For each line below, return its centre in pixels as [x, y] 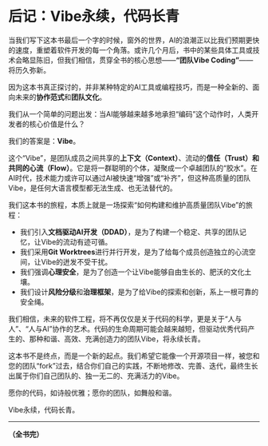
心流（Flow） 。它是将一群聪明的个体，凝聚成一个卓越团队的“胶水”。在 [143, 168]
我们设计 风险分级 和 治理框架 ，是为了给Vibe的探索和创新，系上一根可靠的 [139, 292]
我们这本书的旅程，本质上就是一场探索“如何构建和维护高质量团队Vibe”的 [127, 205]
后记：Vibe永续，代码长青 [94, 16]
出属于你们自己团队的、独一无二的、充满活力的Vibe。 [96, 376]
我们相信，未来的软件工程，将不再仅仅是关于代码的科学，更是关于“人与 [125, 319]
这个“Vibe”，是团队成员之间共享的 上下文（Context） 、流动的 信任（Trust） [130, 157]
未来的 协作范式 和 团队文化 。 [60, 97]
